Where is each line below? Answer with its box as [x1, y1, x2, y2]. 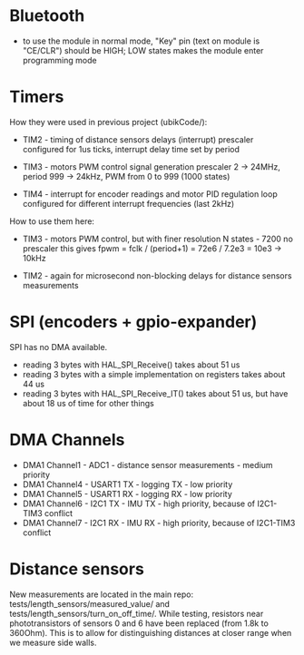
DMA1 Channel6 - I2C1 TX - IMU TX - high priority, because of [22, 498, 256, 509]
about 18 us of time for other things [22, 397, 154, 408]
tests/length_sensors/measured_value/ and [9, 598, 171, 609]
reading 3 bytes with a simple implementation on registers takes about [22, 368, 286, 379]
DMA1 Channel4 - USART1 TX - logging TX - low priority [22, 478, 233, 490]
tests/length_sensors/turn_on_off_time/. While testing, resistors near [9, 608, 264, 619]
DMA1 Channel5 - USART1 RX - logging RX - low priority [22, 488, 233, 499]
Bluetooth [9, 5, 85, 26]
